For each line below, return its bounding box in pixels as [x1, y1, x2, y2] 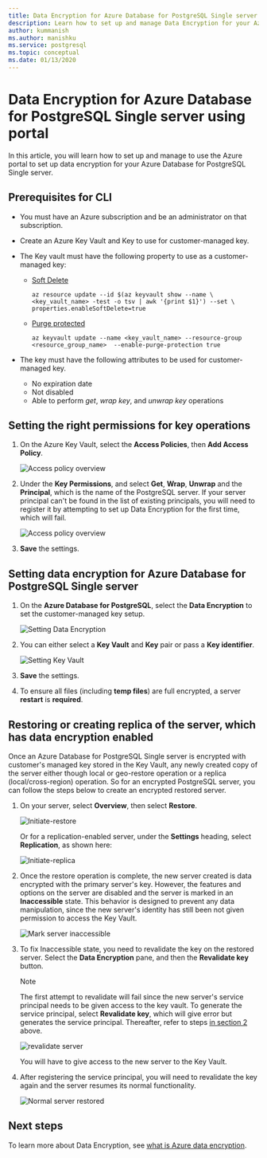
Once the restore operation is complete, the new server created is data [19, 871, 252, 881]
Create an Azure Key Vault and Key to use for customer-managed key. [19, 236, 250, 245]
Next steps [8, 1119, 64, 1132]
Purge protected [31, 318, 86, 328]
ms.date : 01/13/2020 [8, 57, 77, 65]
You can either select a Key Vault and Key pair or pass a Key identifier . [19, 640, 255, 650]
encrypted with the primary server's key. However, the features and [19, 880, 242, 889]
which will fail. [19, 513, 67, 523]
